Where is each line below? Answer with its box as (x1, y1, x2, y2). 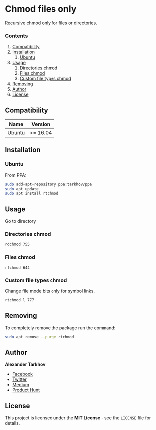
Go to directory (5, 218, 36, 224)
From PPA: (5, 172, 27, 178)
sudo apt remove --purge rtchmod (5, 334, 74, 339)
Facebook (12, 371, 33, 377)
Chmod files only (5, 3, 77, 15)
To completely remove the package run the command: (5, 325, 116, 331)
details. (5, 420, 20, 426)
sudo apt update (5, 186, 39, 191)
